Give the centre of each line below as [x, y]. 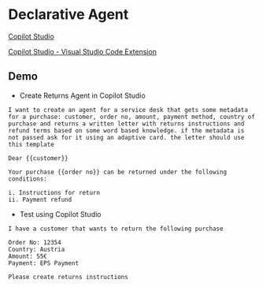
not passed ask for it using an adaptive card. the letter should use [126, 137]
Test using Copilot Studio [60, 214]
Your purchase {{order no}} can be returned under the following [117, 172]
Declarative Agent [69, 15]
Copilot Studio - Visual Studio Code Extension [83, 51]
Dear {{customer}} [38, 158]
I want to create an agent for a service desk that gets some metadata [128, 110]
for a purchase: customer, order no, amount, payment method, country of [132, 117]
